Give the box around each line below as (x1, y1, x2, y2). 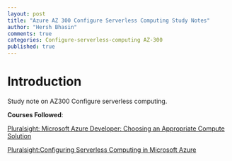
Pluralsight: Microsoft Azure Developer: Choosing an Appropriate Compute (7, 124, 225, 133)
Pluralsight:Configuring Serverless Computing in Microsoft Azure (7, 145, 197, 154)
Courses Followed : (7, 110, 64, 119)
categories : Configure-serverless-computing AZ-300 (7, 37, 163, 44)
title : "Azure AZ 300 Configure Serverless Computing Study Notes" (7, 17, 211, 24)
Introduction (7, 73, 82, 90)
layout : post (7, 10, 46, 18)
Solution (7, 131, 32, 140)
